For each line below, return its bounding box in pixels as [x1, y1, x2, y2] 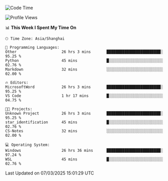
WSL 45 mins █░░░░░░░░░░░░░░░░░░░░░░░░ [5, 157, 163, 162]
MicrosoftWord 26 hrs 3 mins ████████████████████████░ [5, 84, 163, 89]
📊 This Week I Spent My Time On [5, 25, 76, 30]
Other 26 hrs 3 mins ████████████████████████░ [5, 49, 163, 54]
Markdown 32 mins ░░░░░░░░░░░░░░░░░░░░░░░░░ [5, 67, 163, 72]
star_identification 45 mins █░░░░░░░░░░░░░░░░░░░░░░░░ [5, 120, 163, 125]
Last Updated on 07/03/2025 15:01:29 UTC [5, 170, 95, 176]
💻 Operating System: [5, 142, 50, 147]
